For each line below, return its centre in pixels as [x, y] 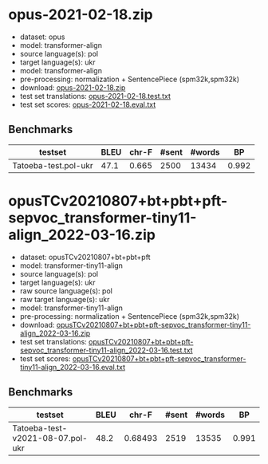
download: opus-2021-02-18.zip [73, 87]
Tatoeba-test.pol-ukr [53, 165]
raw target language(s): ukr [65, 299]
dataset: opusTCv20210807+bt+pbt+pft [85, 257]
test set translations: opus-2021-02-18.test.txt [95, 96]
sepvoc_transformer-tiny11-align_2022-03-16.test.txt [106, 350]
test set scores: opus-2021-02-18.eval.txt [88, 104]
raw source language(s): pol [66, 291]
